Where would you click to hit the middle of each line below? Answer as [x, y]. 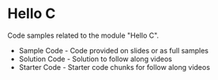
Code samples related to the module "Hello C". [83, 35]
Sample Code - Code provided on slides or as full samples [113, 50]
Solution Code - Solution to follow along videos [96, 59]
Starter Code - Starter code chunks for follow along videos [115, 67]
